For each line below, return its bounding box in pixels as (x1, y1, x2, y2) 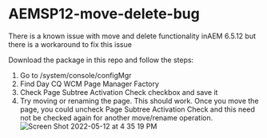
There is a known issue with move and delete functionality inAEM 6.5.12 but (8, 31, 257, 41)
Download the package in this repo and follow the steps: (8, 55, 194, 65)
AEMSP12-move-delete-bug (8, 5, 200, 23)
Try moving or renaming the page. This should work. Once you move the (19, 96, 259, 105)
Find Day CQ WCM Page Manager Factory (19, 79, 160, 89)
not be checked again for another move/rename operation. (19, 112, 213, 122)
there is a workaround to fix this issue (8, 39, 132, 49)
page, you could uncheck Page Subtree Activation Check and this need (19, 104, 256, 114)
